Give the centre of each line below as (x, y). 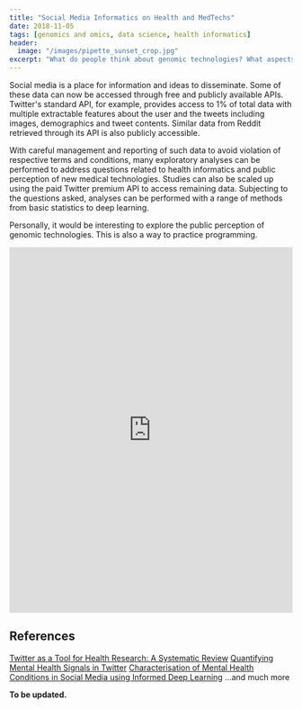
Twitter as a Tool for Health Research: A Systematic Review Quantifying (142, 658)
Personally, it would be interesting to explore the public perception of (137, 225)
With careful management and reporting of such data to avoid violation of (145, 150)
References (42, 637)
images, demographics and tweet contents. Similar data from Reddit (135, 123)
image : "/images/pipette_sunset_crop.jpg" (98, 51)
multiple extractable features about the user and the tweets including (137, 114)
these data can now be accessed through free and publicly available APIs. (147, 94)
